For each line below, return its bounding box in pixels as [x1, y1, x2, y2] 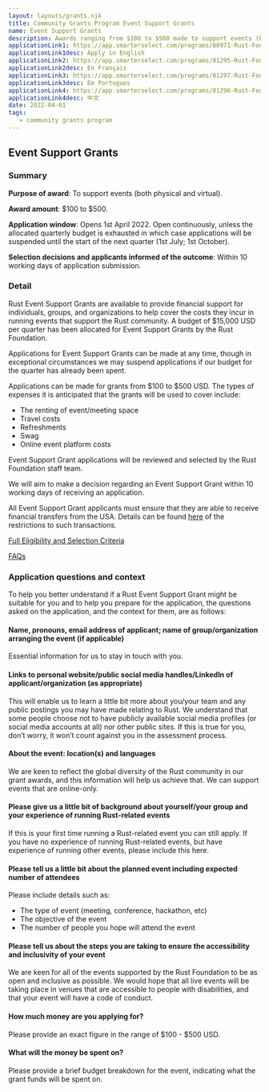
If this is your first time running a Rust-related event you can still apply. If [8, 828, 248, 837]
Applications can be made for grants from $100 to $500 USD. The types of [8, 381, 255, 390]
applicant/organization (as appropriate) [8, 678, 143, 687]
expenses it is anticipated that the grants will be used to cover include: [8, 389, 241, 399]
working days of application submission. [8, 260, 142, 270]
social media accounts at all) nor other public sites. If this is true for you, [8, 722, 247, 731]
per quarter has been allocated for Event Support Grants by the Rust [8, 324, 234, 334]
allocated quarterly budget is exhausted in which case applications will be [8, 228, 252, 238]
